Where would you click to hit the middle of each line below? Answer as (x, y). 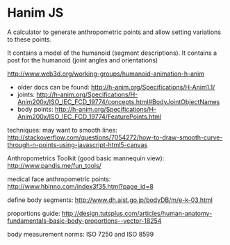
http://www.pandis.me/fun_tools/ (55, 165)
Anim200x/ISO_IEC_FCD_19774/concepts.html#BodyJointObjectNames (118, 101)
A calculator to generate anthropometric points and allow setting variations (114, 32)
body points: (35, 109)
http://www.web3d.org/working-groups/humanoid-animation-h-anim (106, 74)
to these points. (30, 39)
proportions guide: (34, 213)
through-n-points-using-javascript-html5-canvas (77, 144)
